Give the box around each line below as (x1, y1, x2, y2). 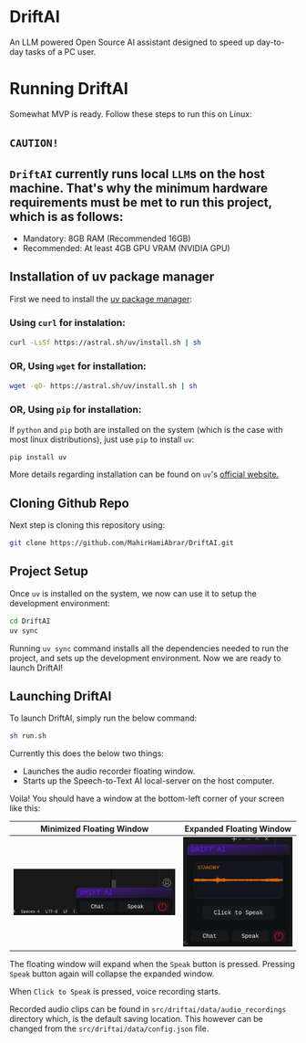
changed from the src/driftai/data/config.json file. (9, 1023, 209, 1034)
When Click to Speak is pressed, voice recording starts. (9, 985, 221, 996)
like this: (9, 803, 41, 814)
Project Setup (9, 564, 89, 579)
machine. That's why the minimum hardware (9, 180, 269, 195)
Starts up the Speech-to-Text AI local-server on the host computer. (22, 775, 275, 786)
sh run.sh (9, 732, 47, 741)
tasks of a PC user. (25, 46, 97, 57)
